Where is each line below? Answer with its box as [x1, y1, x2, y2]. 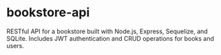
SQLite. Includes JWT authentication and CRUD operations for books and [6, 34, 215, 42]
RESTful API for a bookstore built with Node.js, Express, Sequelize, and [6, 27, 208, 35]
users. [6, 41, 25, 50]
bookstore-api [6, 5, 90, 20]
